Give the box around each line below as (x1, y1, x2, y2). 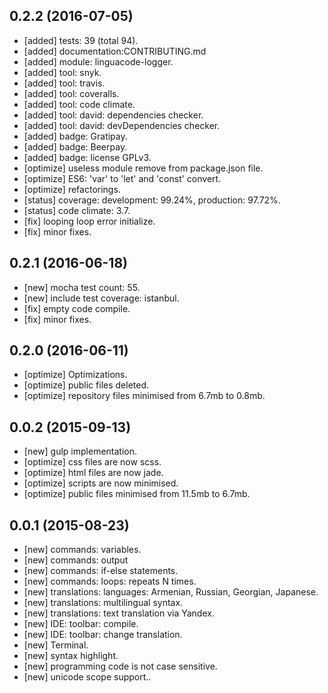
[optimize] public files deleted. (23, 379, 150, 391)
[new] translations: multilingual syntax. (23, 597, 184, 609)
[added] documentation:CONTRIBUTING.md (23, 45, 207, 57)
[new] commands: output (23, 554, 129, 566)
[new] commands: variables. (23, 544, 142, 556)
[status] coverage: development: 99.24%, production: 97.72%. (23, 194, 281, 206)
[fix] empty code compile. (23, 302, 131, 314)
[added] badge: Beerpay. (23, 140, 128, 153)
